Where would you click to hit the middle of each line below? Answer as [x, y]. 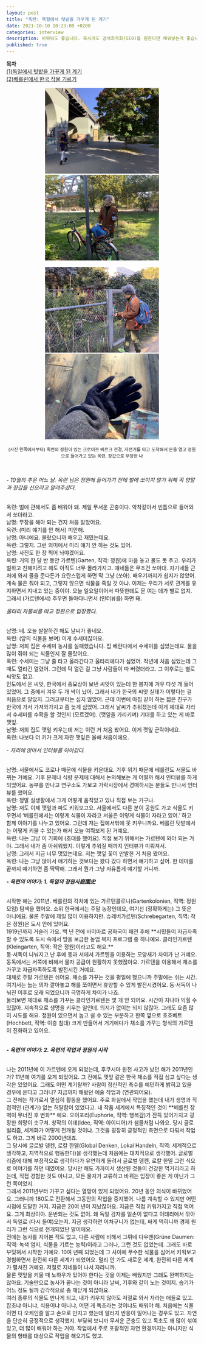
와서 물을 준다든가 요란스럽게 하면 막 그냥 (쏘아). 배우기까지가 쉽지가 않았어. [107, 575]
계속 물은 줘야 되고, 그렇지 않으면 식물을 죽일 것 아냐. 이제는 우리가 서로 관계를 [98, 583]
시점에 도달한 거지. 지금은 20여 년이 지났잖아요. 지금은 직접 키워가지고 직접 [95, 1206]
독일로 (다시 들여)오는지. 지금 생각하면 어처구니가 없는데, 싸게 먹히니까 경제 [101, 1222]
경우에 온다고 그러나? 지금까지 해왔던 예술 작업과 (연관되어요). [79, 1092]
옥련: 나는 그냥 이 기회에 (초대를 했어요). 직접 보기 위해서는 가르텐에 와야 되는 [97, 838]
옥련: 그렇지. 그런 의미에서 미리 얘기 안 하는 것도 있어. [69, 545]
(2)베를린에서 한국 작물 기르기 [42, 79]
